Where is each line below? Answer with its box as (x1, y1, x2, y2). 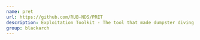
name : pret (6, 8, 34, 15)
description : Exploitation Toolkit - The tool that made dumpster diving (6, 19, 195, 25)
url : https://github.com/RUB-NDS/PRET (6, 14, 103, 20)
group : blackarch (6, 25, 50, 31)
